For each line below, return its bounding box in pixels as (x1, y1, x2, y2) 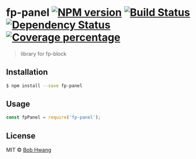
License (6, 131, 36, 141)
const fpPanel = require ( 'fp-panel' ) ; (6, 114, 101, 120)
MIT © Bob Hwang (6, 147, 52, 154)
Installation (6, 67, 48, 77)
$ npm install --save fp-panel (6, 83, 83, 89)
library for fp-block (20, 50, 67, 57)
